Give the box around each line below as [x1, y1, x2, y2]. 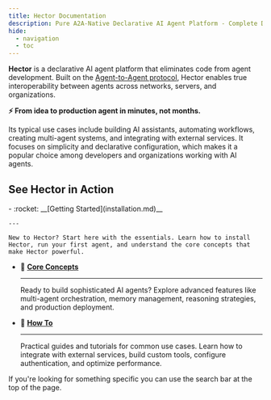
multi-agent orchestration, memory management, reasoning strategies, [19, 293, 256, 303]
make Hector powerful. [8, 247, 85, 255]
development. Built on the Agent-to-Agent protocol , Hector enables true [8, 73, 248, 82]
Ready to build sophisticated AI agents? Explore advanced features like [19, 284, 256, 295]
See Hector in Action [8, 183, 115, 196]
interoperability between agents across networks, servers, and [8, 82, 217, 91]
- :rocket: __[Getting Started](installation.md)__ [8, 204, 163, 213]
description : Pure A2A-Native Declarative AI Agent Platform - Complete [8, 19, 258, 27]
